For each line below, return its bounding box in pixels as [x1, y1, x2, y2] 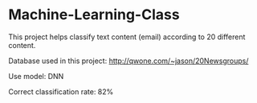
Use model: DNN [8, 71, 64, 81]
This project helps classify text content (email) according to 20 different [8, 32, 246, 42]
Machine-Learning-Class [8, 6, 180, 24]
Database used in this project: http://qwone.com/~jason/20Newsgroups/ [8, 56, 249, 65]
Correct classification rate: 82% [8, 86, 114, 97]
